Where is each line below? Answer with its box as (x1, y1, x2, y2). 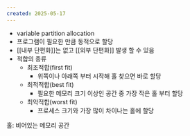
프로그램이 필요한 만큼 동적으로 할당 (16, 37, 114, 46)
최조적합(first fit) (26, 63, 74, 71)
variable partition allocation (16, 29, 95, 37)
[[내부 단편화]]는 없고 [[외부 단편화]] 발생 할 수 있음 (16, 46, 155, 54)
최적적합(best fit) (26, 80, 74, 88)
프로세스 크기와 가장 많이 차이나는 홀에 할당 (37, 106, 154, 115)
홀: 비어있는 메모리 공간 (6, 121, 70, 129)
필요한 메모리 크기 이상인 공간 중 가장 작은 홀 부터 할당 (37, 89, 184, 97)
